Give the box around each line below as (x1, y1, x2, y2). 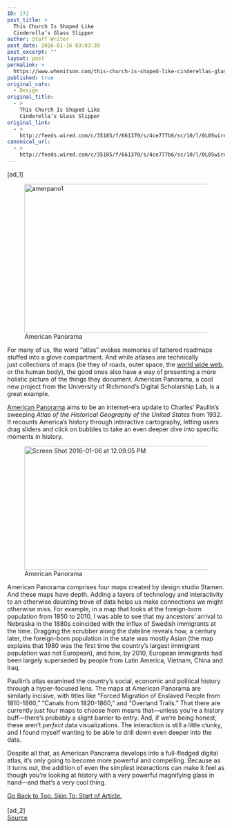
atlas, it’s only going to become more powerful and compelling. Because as (7, 756, 221, 765)
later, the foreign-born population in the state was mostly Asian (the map (7, 634, 214, 642)
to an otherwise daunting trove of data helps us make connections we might (7, 598, 223, 606)
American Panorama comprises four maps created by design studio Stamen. (7, 582, 224, 591)
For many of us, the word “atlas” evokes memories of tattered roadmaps (7, 346, 213, 354)
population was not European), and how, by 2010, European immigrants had (7, 649, 222, 657)
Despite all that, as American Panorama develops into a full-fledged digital (7, 749, 219, 757)
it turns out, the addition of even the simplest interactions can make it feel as (7, 763, 225, 771)
